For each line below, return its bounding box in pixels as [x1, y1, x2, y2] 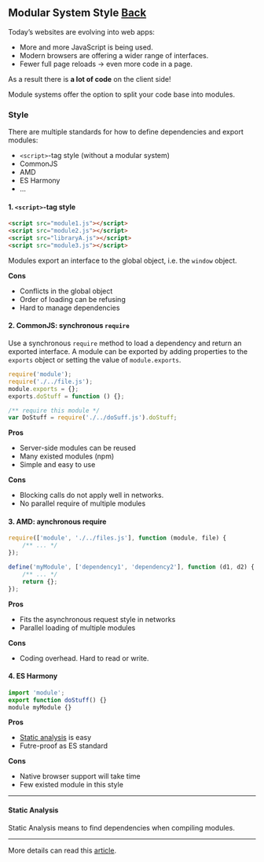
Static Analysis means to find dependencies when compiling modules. [8, 823, 236, 832]
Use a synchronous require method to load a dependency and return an [8, 338, 242, 348]
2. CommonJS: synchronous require [8, 321, 130, 330]
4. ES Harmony [8, 672, 58, 681]
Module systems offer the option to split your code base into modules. [8, 90, 236, 99]
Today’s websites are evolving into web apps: [8, 27, 156, 36]
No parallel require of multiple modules [19, 499, 146, 508]
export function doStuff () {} [8, 696, 108, 704]
